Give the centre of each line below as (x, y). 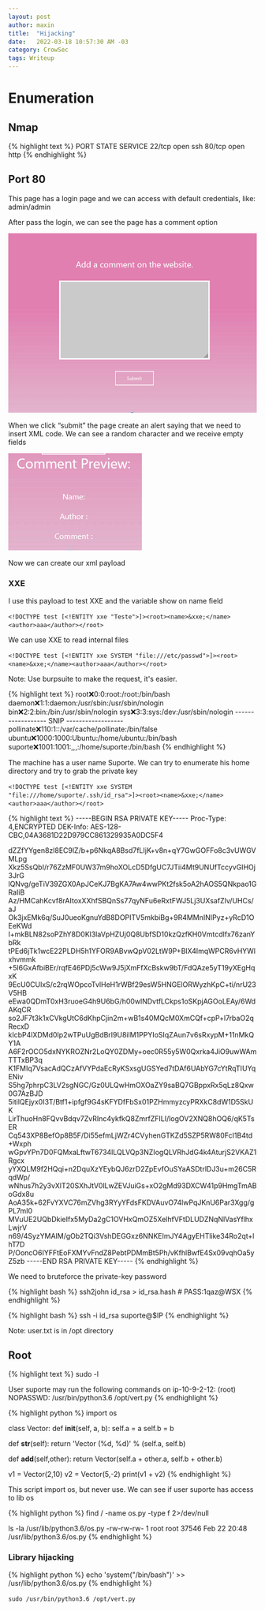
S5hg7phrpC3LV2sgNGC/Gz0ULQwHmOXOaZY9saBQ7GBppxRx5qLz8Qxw (131, 1085)
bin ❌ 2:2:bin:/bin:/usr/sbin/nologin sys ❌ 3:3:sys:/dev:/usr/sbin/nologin (121, 712)
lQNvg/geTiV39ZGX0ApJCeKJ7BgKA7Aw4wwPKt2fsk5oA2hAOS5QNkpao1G (132, 884)
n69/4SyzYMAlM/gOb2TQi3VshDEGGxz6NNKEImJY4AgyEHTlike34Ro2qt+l (131, 1235)
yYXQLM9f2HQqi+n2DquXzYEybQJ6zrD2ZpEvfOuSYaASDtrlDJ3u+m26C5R (132, 1168)
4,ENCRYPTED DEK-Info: (49, 826)
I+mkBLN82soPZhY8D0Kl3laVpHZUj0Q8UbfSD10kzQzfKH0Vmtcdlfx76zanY (132, 934)
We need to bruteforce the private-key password (88, 1276)
